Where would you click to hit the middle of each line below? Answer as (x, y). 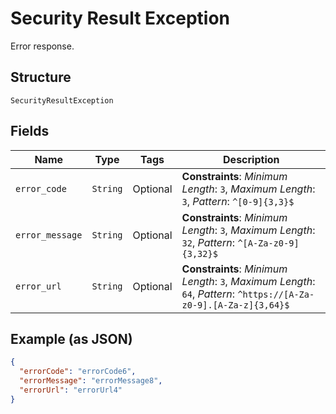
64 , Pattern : (208, 294)
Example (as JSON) (71, 338)
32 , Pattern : (208, 242)
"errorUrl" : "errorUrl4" (71, 390)
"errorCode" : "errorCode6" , (78, 372)
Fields (30, 131)
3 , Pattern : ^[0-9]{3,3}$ (238, 201)
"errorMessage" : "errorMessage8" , (91, 381)
